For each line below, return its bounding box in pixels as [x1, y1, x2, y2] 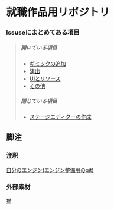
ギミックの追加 [29, 60, 66, 67]
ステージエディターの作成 [29, 114, 92, 121]
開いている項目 [20, 44, 57, 51]
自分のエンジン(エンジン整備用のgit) [6, 166, 94, 173]
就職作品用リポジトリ [6, 5, 110, 19]
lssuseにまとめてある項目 [6, 28, 80, 36]
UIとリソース [29, 75, 61, 82]
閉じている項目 [20, 97, 57, 104]
